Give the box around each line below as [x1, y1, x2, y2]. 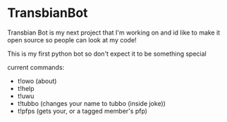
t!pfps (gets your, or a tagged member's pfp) [17, 106, 148, 115]
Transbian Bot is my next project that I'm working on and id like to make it [7, 28, 221, 37]
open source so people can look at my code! [7, 35, 137, 44]
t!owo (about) [17, 76, 57, 85]
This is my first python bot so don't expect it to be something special [7, 49, 207, 58]
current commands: [7, 63, 65, 71]
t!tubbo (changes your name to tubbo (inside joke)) [17, 99, 166, 107]
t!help [17, 84, 35, 92]
